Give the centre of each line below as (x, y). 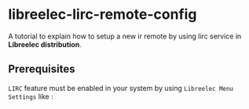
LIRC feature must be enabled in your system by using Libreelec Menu (121, 88)
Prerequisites (42, 69)
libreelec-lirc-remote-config (103, 15)
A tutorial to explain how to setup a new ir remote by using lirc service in (125, 36)
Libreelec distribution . (45, 44)
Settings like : (31, 96)
